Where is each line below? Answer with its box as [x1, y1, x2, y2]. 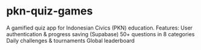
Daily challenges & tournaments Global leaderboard [6, 37, 135, 44]
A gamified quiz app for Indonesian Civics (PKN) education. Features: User [6, 24, 193, 31]
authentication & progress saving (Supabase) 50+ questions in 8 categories [6, 30, 195, 37]
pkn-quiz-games [6, 4, 93, 18]
